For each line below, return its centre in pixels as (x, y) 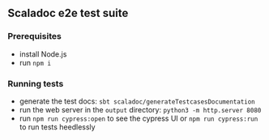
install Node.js (43, 54)
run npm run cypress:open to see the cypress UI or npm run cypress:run (139, 118)
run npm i (35, 62)
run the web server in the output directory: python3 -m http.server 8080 (140, 109)
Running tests (36, 83)
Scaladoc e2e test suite (68, 13)
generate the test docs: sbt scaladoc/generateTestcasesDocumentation (137, 101)
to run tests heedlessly (57, 127)
